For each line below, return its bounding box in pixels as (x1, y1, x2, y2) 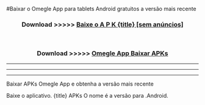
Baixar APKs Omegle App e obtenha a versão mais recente (6, 80, 154, 87)
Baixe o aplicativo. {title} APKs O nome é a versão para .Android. (6, 92, 169, 99)
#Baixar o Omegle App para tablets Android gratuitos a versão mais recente (6, 5, 196, 12)
